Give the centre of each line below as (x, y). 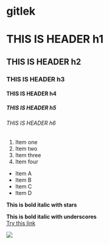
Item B (23, 180)
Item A (23, 173)
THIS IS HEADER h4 (31, 94)
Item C (23, 186)
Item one (26, 142)
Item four (26, 161)
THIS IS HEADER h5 (31, 108)
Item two (26, 149)
